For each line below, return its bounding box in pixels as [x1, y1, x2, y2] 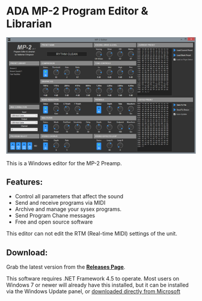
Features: [6, 177, 43, 187]
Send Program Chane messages [14, 212, 95, 219]
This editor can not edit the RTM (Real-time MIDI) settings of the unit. [6, 230, 177, 237]
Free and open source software [14, 218, 93, 226]
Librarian [6, 17, 52, 31]
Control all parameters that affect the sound [14, 193, 123, 200]
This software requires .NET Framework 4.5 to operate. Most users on [6, 275, 179, 282]
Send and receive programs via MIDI [14, 199, 106, 207]
